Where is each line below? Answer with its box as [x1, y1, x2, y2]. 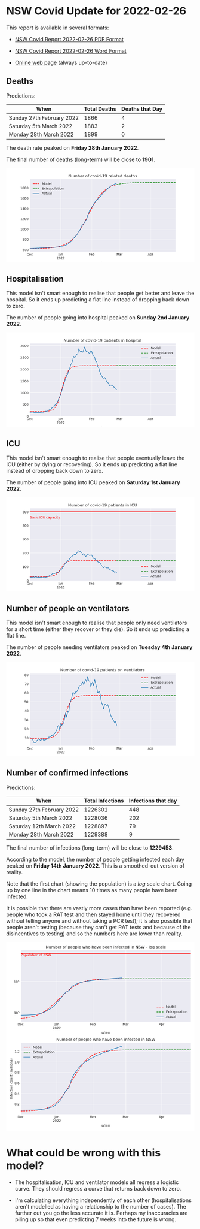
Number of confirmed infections [6, 768, 129, 778]
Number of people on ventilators [6, 603, 130, 614]
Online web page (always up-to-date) [14, 59, 107, 66]
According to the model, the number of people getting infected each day [6, 856, 185, 863]
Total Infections [84, 797, 124, 804]
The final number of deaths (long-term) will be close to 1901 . [6, 156, 156, 163]
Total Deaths [84, 105, 116, 113]
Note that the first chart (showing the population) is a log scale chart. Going [6, 880, 192, 887]
